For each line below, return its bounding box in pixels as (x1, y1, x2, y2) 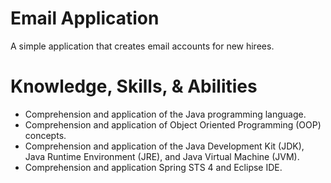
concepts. (24, 129, 67, 141)
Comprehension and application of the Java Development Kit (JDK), (24, 140, 305, 152)
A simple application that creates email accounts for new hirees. (10, 40, 275, 52)
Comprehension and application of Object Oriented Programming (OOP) (24, 118, 322, 131)
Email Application (10, 7, 160, 30)
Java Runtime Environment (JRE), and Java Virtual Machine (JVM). (24, 150, 300, 162)
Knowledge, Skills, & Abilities (10, 75, 258, 98)
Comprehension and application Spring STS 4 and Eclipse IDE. (24, 161, 283, 173)
